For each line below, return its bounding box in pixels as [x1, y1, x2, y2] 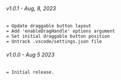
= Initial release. [6, 69, 55, 75]
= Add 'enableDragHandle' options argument [6, 28, 116, 34]
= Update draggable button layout [6, 23, 92, 29]
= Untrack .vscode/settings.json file [6, 39, 102, 44]
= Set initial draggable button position [6, 33, 110, 40]
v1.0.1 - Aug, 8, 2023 [6, 5, 56, 12]
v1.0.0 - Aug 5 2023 [6, 51, 55, 58]
